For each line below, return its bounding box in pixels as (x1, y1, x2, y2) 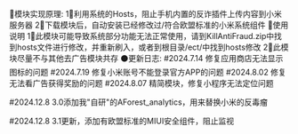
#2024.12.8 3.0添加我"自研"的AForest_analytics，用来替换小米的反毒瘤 (9, 97, 269, 107)
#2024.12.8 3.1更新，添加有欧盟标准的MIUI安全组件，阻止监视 (9, 115, 234, 126)
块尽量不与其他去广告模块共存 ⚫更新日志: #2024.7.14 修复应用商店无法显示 (9, 53, 284, 63)
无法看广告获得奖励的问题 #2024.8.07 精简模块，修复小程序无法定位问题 (9, 78, 274, 88)
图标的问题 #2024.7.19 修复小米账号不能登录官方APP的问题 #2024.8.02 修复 (9, 67, 286, 77)
